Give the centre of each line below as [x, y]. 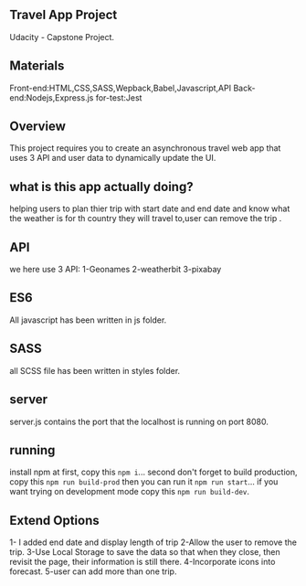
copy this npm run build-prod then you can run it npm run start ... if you [144, 482]
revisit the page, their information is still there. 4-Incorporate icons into [142, 562]
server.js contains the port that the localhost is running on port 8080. [139, 421]
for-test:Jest [119, 97]
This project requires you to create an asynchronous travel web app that [145, 148]
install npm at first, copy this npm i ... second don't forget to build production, [153, 472]
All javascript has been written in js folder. [88, 320]
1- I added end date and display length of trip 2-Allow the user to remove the [153, 542]
